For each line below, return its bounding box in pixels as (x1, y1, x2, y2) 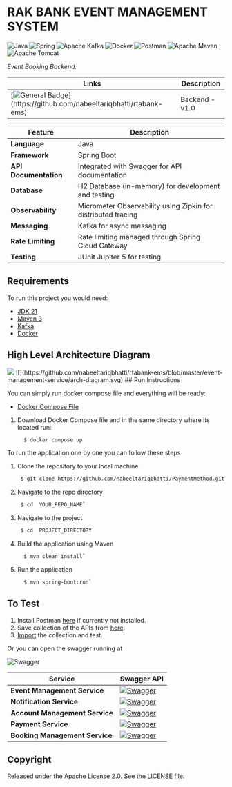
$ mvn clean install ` (23, 553, 86, 560)
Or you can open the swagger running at (7, 644, 123, 652)
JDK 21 (17, 307, 38, 315)
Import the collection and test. (17, 630, 103, 639)
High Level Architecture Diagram (7, 349, 151, 361)
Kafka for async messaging (78, 221, 167, 230)
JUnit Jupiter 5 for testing (78, 252, 162, 261)
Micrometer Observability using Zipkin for (78, 201, 213, 210)
